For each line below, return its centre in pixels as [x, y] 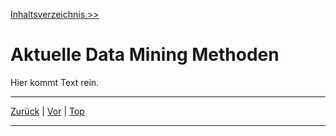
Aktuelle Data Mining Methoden [145, 55]
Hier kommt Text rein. [55, 82]
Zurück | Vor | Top [47, 111]
